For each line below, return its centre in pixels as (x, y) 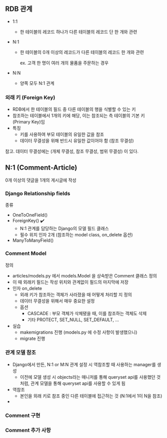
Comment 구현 (23, 415)
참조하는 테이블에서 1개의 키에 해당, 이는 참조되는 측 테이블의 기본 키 (78, 116)
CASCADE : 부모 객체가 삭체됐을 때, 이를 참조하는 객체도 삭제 (87, 313)
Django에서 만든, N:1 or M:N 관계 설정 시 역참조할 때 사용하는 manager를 (84, 364)
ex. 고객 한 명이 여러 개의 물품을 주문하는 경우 (64, 63)
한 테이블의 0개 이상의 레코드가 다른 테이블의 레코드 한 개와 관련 (82, 52)
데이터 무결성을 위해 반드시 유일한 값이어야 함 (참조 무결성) (77, 141)
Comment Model (26, 253)
